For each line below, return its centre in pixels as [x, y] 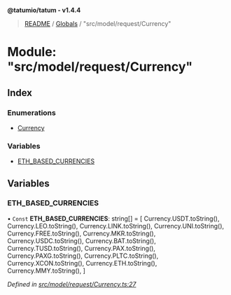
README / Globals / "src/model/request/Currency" [98, 23]
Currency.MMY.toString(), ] [47, 270]
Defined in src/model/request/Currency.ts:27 [72, 284]
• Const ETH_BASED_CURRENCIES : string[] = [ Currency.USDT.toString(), [113, 218]
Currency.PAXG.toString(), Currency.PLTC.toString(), [83, 256]
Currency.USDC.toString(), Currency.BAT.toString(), [82, 240]
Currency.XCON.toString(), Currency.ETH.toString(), [82, 263]
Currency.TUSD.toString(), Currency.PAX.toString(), [82, 248]
